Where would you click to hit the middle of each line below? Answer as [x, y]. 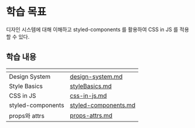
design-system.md [96, 76]
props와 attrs [27, 116]
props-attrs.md [91, 115]
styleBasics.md [91, 86]
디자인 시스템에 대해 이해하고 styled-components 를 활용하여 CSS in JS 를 [92, 29]
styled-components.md [103, 105]
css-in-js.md [88, 96]
